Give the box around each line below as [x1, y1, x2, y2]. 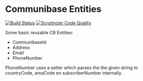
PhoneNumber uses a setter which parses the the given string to [5, 65, 138, 71]
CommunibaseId [12, 39, 46, 45]
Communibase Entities [5, 3, 101, 15]
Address [12, 44, 30, 50]
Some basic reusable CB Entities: [5, 29, 73, 35]
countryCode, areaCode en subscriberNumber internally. [5, 70, 122, 76]
